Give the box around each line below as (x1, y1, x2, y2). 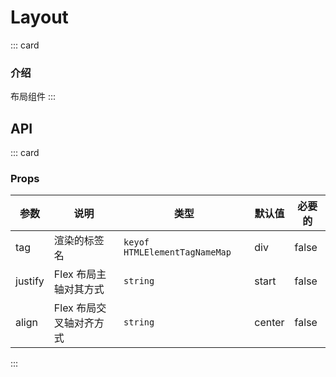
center (254, 316, 285, 330)
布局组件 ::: (10, 91, 57, 103)
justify (15, 274, 45, 288)
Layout (10, 6, 69, 29)
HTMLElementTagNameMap (123, 247, 232, 258)
